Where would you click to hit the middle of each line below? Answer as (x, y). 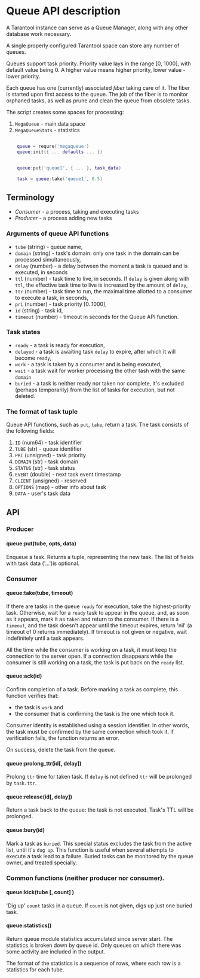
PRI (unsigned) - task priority (50, 455)
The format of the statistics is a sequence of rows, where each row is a (93, 963)
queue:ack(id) (24, 676)
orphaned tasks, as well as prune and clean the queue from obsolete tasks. (99, 101)
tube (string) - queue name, (49, 247)
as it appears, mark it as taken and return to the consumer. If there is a (93, 619)
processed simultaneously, (48, 259)
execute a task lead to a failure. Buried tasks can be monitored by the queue (100, 856)
